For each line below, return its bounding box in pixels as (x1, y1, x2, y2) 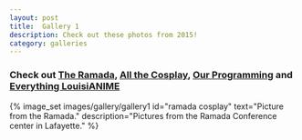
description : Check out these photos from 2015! (9, 30, 198, 39)
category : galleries (9, 38, 89, 48)
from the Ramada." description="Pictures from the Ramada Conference (9, 110, 277, 121)
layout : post (9, 13, 59, 23)
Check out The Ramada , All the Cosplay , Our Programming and (9, 69, 294, 82)
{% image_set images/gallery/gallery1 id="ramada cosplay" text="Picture (9, 101, 285, 112)
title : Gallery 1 (9, 22, 79, 31)
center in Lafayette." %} (9, 120, 99, 131)
